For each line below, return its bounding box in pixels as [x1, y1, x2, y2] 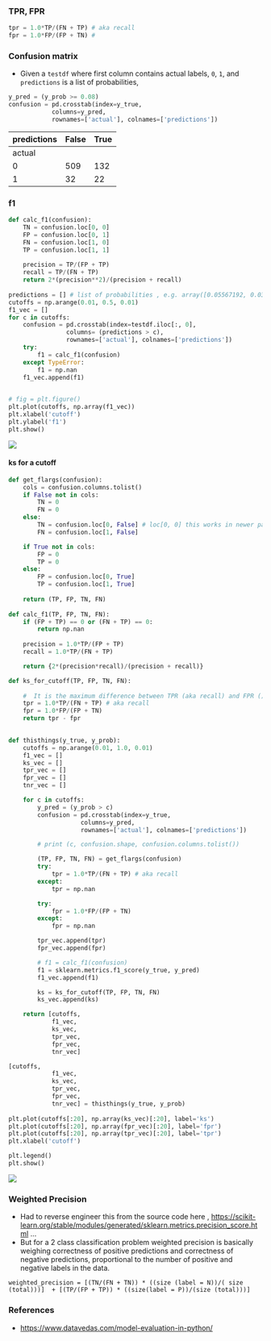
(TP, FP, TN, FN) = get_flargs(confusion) [37, 855, 182, 864]
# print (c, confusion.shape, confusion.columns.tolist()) [37, 840, 240, 848]
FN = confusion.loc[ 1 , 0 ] [23, 238, 110, 247]
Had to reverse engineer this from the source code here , [19, 1212, 210, 1222]
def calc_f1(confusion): [8, 216, 92, 224]
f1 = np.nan [37, 365, 78, 374]
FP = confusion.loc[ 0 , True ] [37, 573, 135, 581]
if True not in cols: [23, 543, 95, 551]
